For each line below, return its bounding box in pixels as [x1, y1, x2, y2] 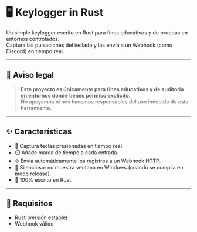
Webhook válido [14, 220, 54, 227]
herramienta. [20, 104, 52, 111]
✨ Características [6, 127, 72, 137]
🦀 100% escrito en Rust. [14, 176, 73, 183]
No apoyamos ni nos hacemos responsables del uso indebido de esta [20, 98, 189, 105]
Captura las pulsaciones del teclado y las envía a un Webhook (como [6, 41, 173, 49]
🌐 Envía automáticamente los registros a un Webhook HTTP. [14, 157, 161, 164]
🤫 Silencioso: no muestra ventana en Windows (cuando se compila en [14, 164, 184, 171]
